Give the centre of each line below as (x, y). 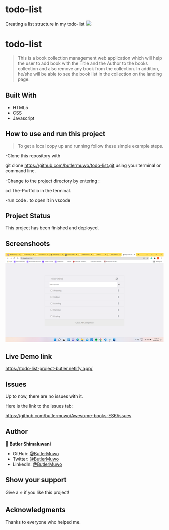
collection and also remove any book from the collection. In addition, (89, 68)
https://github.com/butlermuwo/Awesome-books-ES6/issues (68, 416)
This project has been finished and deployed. (52, 228)
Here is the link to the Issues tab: (39, 406)
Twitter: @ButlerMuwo (36, 459)
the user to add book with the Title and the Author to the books (83, 63)
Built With (21, 95)
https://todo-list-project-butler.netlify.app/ (49, 369)
